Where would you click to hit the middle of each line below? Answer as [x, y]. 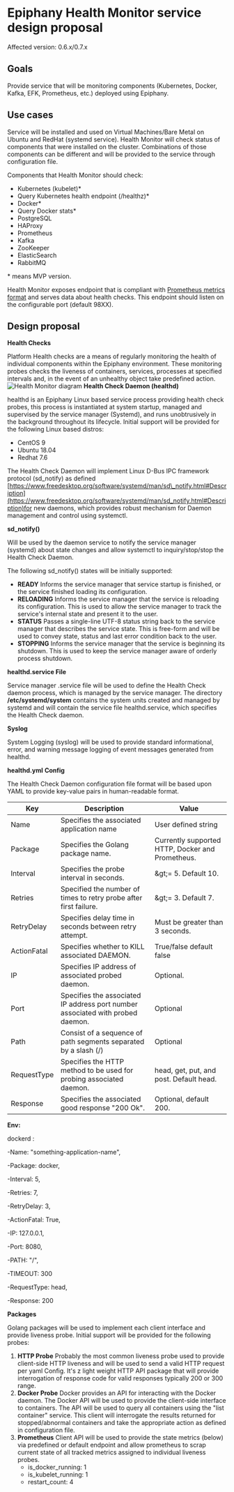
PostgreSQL [34, 218]
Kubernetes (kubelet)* [49, 188]
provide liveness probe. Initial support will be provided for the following [109, 1335]
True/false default [184, 947]
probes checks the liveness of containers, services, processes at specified [115, 372]
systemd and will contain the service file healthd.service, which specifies [112, 708]
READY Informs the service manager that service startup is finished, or [119, 584]
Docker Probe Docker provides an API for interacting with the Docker [117, 1393]
